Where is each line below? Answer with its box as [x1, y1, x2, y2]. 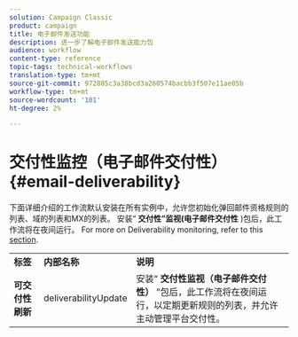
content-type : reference [9, 54, 101, 63]
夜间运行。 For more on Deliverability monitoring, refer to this [39, 224, 263, 235]
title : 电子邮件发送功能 [9, 29, 90, 38]
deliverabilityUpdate [43, 292, 128, 304]
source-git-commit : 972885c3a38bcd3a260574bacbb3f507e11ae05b [9, 79, 244, 88]
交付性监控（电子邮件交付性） [9, 153, 228, 173]
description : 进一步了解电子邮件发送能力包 [9, 37, 153, 47]
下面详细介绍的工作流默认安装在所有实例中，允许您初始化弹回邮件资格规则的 [9, 202, 289, 213]
